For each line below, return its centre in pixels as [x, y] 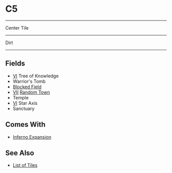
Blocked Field [27, 86]
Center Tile [17, 28]
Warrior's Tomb [29, 81]
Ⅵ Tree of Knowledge [36, 76]
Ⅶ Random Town [31, 92]
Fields [15, 64]
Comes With [26, 125]
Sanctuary [24, 109]
